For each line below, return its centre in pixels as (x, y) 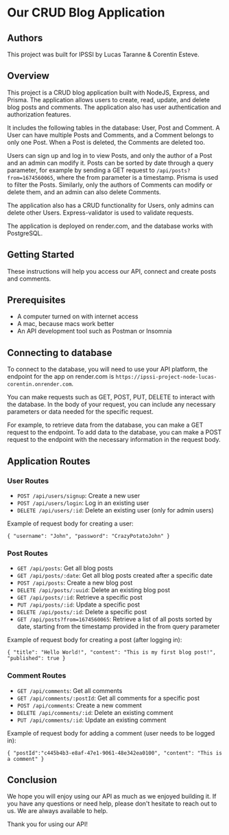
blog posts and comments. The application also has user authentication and (114, 107)
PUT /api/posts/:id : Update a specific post (79, 604)
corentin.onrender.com (39, 385)
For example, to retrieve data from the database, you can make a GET (105, 425)
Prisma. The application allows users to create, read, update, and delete (109, 99)
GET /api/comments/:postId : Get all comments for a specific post (108, 698)
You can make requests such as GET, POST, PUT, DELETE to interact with (111, 397)
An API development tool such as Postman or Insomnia (95, 331)
